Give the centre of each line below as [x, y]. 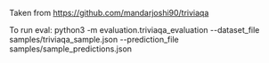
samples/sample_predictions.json [70, 49]
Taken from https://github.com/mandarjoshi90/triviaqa [109, 13]
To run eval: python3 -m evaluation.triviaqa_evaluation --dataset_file [134, 30]
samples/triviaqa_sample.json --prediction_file [94, 39]
